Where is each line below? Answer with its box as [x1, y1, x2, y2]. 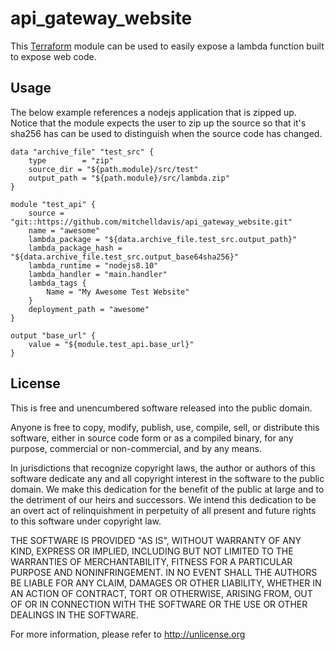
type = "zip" [28, 155, 114, 166]
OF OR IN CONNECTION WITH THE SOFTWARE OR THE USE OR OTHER [10, 598, 308, 610]
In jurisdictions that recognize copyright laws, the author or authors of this [10, 462, 316, 474]
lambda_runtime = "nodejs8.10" [28, 260, 159, 271]
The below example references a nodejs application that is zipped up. [10, 106, 297, 118]
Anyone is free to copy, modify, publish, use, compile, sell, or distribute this [10, 421, 320, 433]
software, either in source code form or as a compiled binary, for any [10, 432, 294, 444]
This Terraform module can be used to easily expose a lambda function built [10, 40, 325, 52]
